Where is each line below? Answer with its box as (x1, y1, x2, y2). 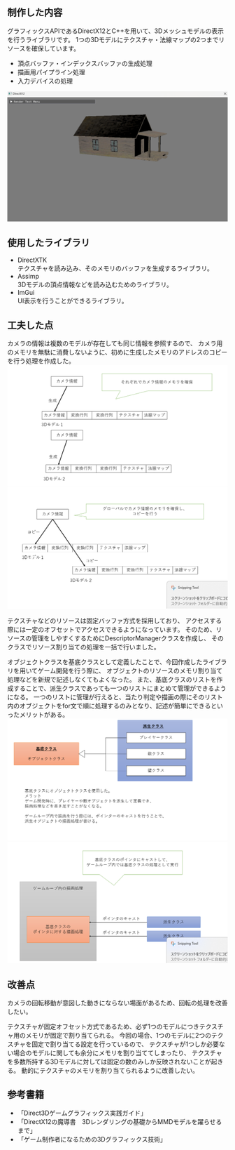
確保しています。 (31, 44, 80, 53)
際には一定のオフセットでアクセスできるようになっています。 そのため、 (7, 625, 216, 633)
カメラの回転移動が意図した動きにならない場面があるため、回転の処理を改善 (7, 998, 228, 1007)
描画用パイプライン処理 (17, 67, 85, 76)
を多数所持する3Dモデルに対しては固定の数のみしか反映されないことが (7, 1057, 212, 1066)
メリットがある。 (19, 710, 69, 718)
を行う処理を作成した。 (7, 357, 75, 365)
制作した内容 (7, 6, 63, 19)
